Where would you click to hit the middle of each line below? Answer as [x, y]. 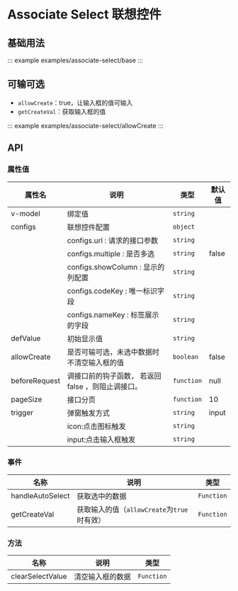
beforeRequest [35, 381]
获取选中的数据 [102, 496]
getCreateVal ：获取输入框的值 [62, 111]
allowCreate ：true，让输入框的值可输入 [75, 103]
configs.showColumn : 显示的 [116, 267]
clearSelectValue [39, 576]
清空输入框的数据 [102, 577]
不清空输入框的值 [95, 362]
